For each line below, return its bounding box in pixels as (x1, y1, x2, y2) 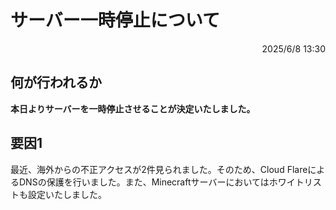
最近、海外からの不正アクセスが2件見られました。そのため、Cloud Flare (10, 163, 308, 175)
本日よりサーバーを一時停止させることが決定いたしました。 (10, 102, 256, 115)
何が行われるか (10, 74, 102, 91)
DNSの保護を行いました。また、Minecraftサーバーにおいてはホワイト (18, 176, 305, 188)
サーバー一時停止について (10, 9, 220, 32)
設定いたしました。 (27, 188, 107, 200)
